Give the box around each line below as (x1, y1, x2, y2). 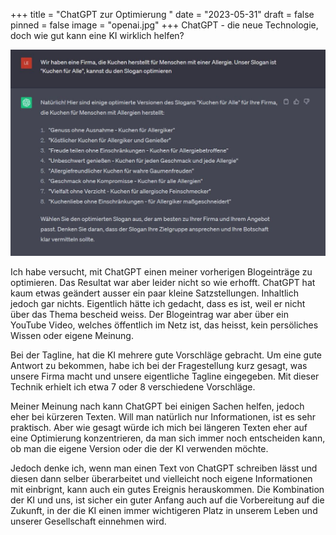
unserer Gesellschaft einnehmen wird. (10, 515, 167, 528)
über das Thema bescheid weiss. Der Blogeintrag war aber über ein (10, 309, 289, 321)
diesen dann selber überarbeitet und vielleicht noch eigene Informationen (10, 473, 313, 485)
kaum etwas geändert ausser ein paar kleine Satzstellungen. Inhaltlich (10, 287, 299, 299)
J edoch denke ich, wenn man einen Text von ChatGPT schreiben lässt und (10, 462, 318, 474)
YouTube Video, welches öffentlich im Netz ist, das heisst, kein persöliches (10, 319, 319, 331)
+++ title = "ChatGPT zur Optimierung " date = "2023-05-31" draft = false (10, 9, 315, 20)
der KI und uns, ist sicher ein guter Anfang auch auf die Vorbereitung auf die (10, 494, 325, 506)
